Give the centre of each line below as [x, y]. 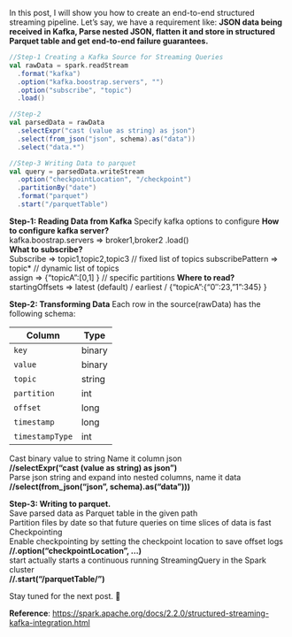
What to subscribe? [46, 249]
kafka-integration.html [50, 622]
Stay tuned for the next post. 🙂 [65, 595]
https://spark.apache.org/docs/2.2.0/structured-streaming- [161, 613]
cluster [22, 569]
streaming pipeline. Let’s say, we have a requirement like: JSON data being [146, 22]
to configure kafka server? [59, 230]
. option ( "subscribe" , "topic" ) [75, 90]
